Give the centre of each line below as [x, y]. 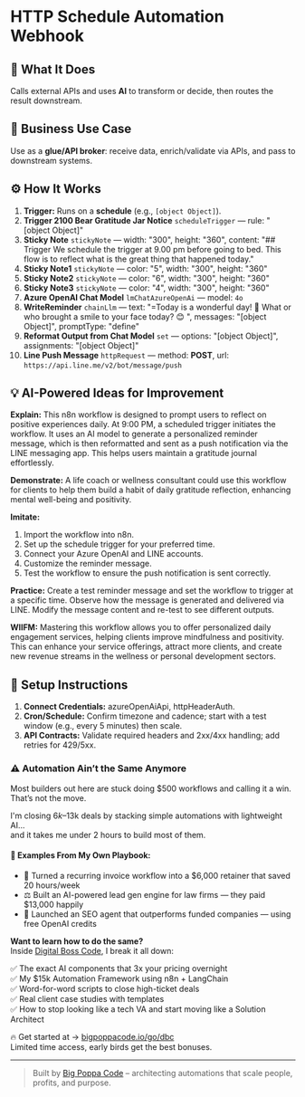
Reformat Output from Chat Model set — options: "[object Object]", [151, 336]
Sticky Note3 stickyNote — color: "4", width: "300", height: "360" [146, 288]
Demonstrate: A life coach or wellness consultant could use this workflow [148, 481]
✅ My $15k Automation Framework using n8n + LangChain [119, 978]
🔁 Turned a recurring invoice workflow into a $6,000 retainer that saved [157, 875]
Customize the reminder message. [87, 564]
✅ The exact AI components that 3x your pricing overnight [119, 968]
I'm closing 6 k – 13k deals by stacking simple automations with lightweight [147, 816]
